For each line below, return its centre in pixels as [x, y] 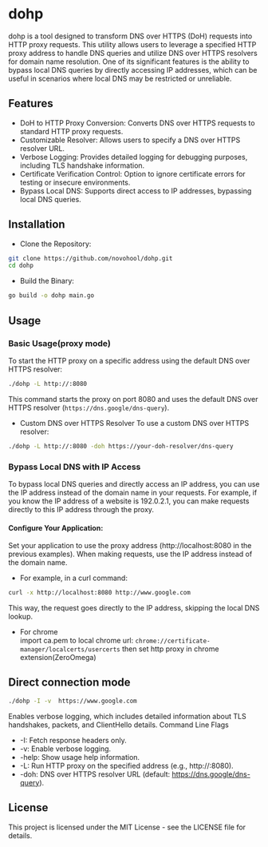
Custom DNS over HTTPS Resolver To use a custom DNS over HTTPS [134, 423]
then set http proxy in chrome [171, 649]
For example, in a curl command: [73, 578]
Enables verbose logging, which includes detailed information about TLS [127, 716]
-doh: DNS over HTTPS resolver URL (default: [95, 774]
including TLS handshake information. [82, 165]
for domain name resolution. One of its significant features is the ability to [129, 62]
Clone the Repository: [55, 244]
